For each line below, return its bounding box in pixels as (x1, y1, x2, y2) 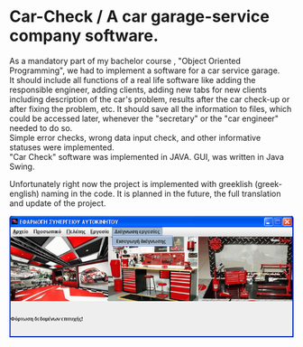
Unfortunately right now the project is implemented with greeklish (9, 178, 253, 189)
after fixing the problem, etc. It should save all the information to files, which (9, 103, 292, 114)
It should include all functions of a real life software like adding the (9, 74, 256, 85)
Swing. (9, 161, 35, 172)
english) (9, 188, 40, 199)
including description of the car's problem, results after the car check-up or (9, 93, 290, 105)
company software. (9, 25, 160, 46)
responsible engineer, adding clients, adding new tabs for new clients (9, 84, 268, 95)
